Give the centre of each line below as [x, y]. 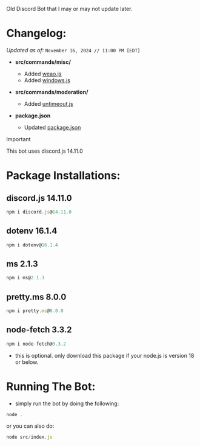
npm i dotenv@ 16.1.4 [32, 245]
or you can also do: [30, 426]
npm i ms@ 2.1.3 [25, 278]
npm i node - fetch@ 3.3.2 [36, 344]
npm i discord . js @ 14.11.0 [39, 212]
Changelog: [36, 33]
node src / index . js [29, 437]
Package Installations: [63, 176]
